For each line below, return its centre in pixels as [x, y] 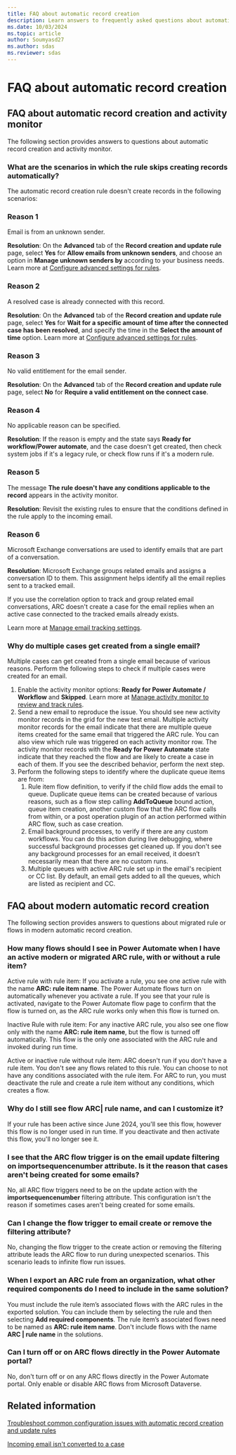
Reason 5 [24, 473]
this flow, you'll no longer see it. [53, 1139]
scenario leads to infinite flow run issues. [67, 1262]
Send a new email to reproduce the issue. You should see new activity [119, 712]
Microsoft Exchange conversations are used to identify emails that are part [115, 549]
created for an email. [37, 676]
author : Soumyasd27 [36, 40]
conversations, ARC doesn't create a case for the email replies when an [111, 606]
